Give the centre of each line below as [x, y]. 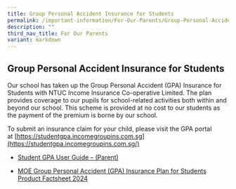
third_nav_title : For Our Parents [58, 33]
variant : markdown [34, 40]
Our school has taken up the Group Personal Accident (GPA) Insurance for [115, 85]
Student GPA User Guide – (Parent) [68, 157]
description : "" [31, 27]
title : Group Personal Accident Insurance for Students [91, 14]
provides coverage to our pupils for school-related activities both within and [117, 100]
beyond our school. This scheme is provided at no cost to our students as [114, 107]
